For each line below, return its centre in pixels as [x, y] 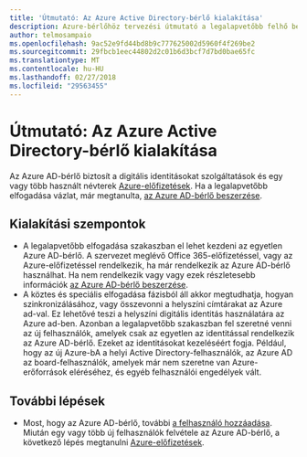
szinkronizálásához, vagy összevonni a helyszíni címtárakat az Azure [153, 304]
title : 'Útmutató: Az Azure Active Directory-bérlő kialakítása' [136, 18]
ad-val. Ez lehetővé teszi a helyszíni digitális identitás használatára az [153, 314]
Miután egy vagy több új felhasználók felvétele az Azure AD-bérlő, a [151, 433]
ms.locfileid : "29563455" [58, 86]
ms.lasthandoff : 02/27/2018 [63, 78]
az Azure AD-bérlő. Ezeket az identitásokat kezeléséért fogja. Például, [154, 343]
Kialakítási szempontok [78, 223]
